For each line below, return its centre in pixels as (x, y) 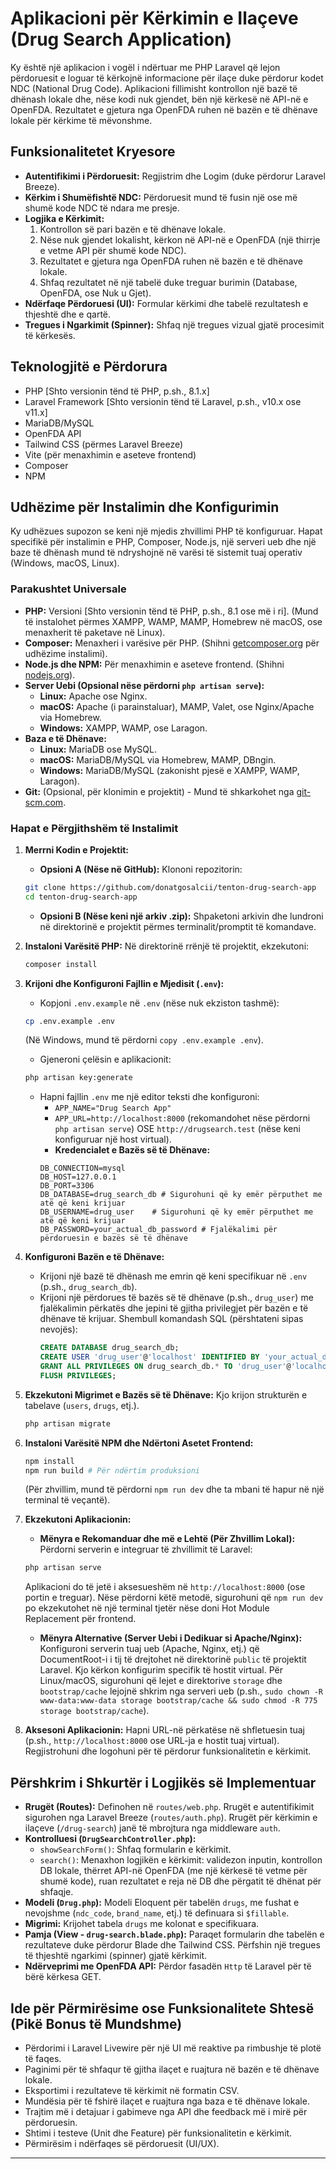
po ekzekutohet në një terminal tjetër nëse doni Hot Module (147, 1608)
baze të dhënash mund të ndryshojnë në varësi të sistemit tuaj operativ (156, 553)
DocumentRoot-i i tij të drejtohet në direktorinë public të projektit (173, 1659)
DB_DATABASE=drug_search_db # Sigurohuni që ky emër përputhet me (181, 1195)
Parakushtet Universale (68, 589)
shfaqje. (56, 1892)
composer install (61, 964)
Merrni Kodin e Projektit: (77, 849)
